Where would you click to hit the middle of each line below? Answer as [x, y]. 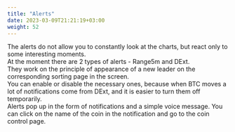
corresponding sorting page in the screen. [68, 77]
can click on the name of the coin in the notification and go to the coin [108, 114]
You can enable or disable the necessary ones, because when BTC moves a [117, 84]
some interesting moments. [47, 54]
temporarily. [25, 99]
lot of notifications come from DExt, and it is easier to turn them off [104, 91]
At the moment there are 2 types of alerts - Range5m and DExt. [99, 62]
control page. [27, 121]
